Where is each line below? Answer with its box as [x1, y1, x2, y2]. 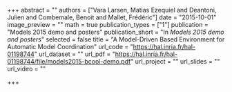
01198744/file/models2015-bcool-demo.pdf [7, 57, 131, 65]
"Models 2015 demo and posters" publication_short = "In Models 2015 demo [7, 28, 224, 36]
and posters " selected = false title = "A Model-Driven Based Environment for [7, 35, 225, 44]
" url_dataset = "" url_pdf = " [34, 50, 115, 58]
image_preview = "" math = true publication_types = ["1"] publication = [7, 21, 209, 28]
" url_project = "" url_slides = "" [130, 57, 220, 65]
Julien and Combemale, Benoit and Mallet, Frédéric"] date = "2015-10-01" [7, 13, 217, 21]
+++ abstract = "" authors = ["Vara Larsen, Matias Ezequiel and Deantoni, [7, 6, 217, 14]
